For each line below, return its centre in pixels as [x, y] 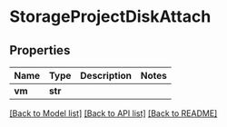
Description [106, 76]
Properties [40, 50]
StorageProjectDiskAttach [110, 17]
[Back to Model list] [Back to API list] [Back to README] [113, 113]
